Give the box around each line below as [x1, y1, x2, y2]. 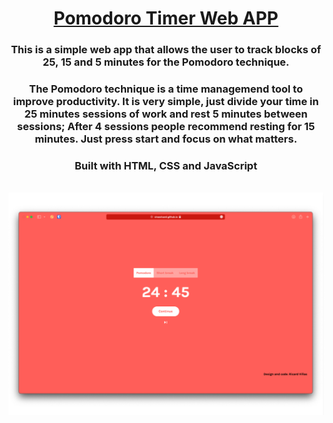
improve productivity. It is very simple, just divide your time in [12, 95, 320, 109]
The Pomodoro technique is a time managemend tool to [29, 82, 303, 96]
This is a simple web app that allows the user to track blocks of [10, 43, 322, 57]
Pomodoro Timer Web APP [53, 7, 279, 30]
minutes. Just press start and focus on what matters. [34, 132, 298, 146]
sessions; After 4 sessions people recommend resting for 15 [16, 120, 316, 134]
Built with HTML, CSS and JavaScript [74, 158, 258, 172]
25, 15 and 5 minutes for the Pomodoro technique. [42, 55, 290, 69]
